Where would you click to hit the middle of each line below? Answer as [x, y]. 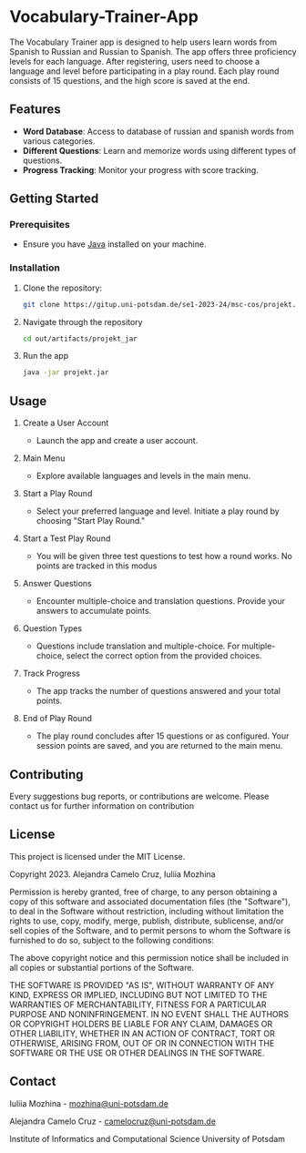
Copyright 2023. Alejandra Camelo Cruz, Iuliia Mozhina [112, 874]
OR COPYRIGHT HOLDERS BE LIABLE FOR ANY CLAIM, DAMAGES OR [141, 1024]
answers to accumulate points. [94, 611]
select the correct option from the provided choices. [164, 656]
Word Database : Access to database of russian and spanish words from [158, 131]
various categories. [59, 141]
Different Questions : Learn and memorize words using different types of [159, 150]
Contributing [46, 775]
